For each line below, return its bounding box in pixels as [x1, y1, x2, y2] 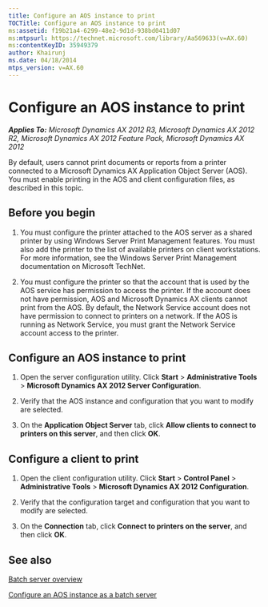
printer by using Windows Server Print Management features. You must [19, 235, 255, 245]
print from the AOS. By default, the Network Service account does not [19, 302, 250, 312]
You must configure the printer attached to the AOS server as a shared [19, 227, 253, 237]
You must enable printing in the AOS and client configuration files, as [8, 174, 235, 184]
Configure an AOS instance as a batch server [8, 589, 158, 599]
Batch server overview [8, 574, 82, 584]
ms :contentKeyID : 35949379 [8, 42, 98, 50]
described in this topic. [8, 183, 84, 192]
